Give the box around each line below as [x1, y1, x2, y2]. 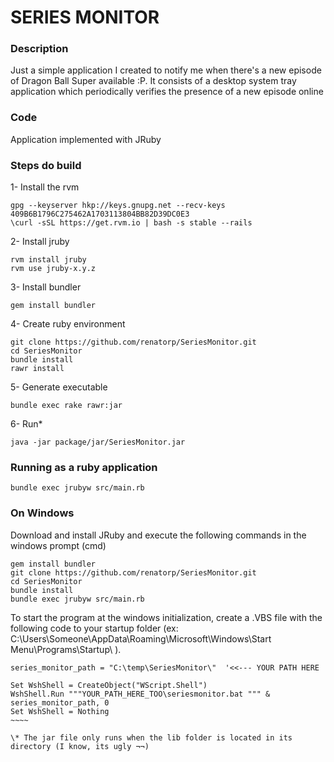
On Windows [10, 506, 75, 520]
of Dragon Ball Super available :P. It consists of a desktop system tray [10, 75, 297, 87]
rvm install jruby [10, 255, 87, 265]
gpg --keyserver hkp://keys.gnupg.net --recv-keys [10, 201, 226, 211]
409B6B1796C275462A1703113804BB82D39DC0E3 [10, 209, 190, 220]
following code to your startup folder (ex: [10, 622, 179, 634]
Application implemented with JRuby [10, 133, 162, 145]
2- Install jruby [10, 236, 70, 248]
